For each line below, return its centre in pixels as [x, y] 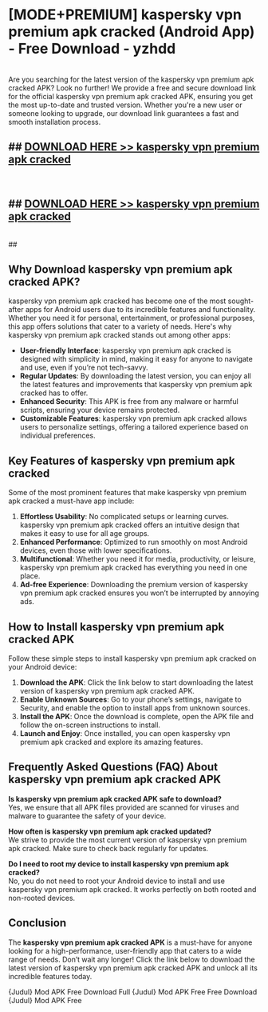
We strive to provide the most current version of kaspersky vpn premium [128, 840]
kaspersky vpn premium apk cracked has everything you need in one [133, 568]
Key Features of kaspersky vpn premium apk [122, 460]
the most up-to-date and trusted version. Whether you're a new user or [125, 105]
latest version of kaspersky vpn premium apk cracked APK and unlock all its [133, 968]
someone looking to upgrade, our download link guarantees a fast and [124, 113]
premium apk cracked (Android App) [132, 32]
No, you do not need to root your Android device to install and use [117, 881]
